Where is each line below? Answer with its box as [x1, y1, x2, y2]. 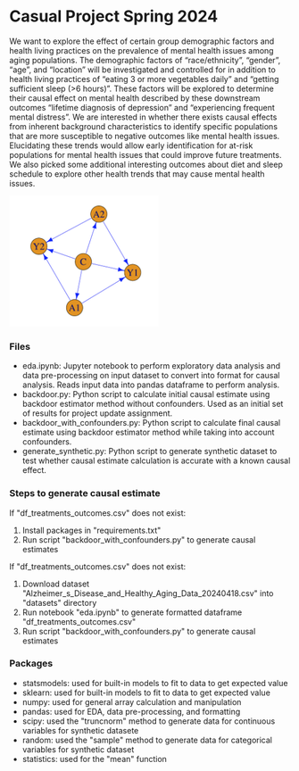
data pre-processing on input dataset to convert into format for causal [21, 370, 280, 381]
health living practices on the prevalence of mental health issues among [9, 45, 274, 55]
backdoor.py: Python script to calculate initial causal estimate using [21, 389, 270, 400]
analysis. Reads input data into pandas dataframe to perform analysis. [21, 379, 280, 390]
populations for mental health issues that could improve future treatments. [9, 149, 282, 160]
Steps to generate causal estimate [9, 487, 161, 500]
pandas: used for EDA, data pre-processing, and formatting [21, 706, 241, 717]
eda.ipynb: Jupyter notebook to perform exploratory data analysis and [21, 361, 281, 371]
